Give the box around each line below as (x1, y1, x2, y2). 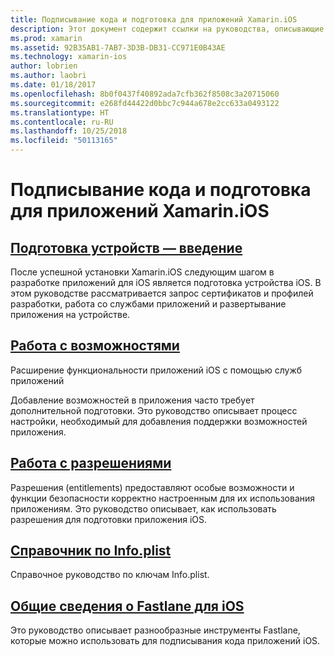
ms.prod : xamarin (10, 33, 83, 43)
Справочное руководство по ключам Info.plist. (10, 569, 210, 581)
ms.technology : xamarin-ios (10, 52, 128, 62)
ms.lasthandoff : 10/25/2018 (10, 126, 128, 136)
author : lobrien (10, 61, 78, 71)
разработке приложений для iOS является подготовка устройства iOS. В (10, 277, 322, 288)
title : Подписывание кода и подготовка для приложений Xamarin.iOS (10, 14, 298, 25)
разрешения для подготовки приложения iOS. (10, 513, 208, 525)
